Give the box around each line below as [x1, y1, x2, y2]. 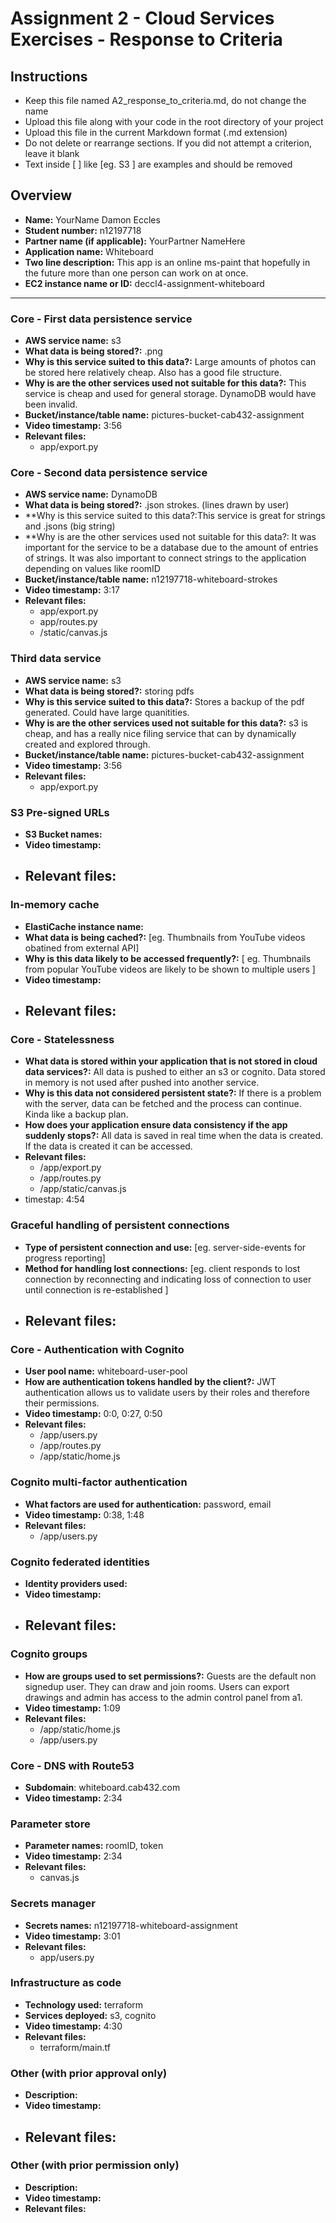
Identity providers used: [24, 1577, 128, 1589]
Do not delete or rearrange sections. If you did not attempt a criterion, [24, 137, 313, 149]
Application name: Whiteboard [24, 245, 154, 257]
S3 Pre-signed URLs [10, 805, 110, 819]
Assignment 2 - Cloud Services [10, 7, 275, 30]
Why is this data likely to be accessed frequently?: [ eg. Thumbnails [24, 952, 312, 964]
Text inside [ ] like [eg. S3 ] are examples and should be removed [24, 158, 293, 170]
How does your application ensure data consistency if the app [24, 1119, 288, 1131]
